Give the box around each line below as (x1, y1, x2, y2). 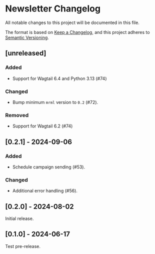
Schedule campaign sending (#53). (12, 163, 85, 170)
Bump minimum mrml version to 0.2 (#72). (12, 99, 98, 105)
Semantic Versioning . (5, 34, 49, 40)
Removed (5, 111, 29, 118)
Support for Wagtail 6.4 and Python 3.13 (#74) (12, 75, 107, 81)
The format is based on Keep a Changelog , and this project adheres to (5, 29, 150, 35)
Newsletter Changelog (5, 3, 101, 14)
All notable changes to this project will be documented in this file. (5, 19, 140, 25)
